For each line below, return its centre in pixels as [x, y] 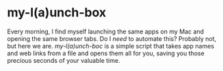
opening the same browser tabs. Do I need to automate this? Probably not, [112, 38]
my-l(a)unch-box [57, 13]
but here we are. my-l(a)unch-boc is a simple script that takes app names [110, 46]
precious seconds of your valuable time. [64, 60]
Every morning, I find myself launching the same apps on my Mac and [105, 31]
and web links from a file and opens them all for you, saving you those [106, 53]
